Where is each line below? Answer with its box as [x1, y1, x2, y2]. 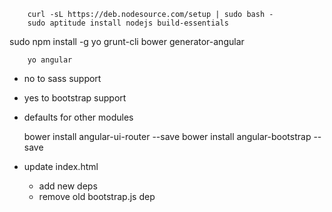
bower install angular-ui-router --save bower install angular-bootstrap [23, 131, 312, 142]
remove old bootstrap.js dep [38, 191, 156, 202]
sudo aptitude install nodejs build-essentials [27, 18, 229, 28]
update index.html [23, 161, 99, 172]
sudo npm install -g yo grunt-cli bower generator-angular [9, 36, 245, 47]
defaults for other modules [23, 111, 134, 123]
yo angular [27, 55, 73, 65]
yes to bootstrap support [23, 92, 127, 104]
